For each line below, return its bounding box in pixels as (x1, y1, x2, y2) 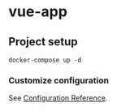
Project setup (8, 35, 79, 49)
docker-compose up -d (8, 56, 82, 64)
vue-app (8, 2, 67, 21)
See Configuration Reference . (8, 93, 108, 103)
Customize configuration (8, 75, 110, 86)
